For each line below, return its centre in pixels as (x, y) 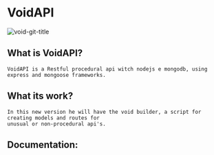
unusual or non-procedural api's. (57, 124)
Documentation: (43, 144)
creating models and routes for (53, 118)
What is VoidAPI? (45, 53)
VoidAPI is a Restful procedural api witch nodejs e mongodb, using (107, 69)
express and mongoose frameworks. (57, 75)
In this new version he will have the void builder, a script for (104, 112)
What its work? (40, 96)
